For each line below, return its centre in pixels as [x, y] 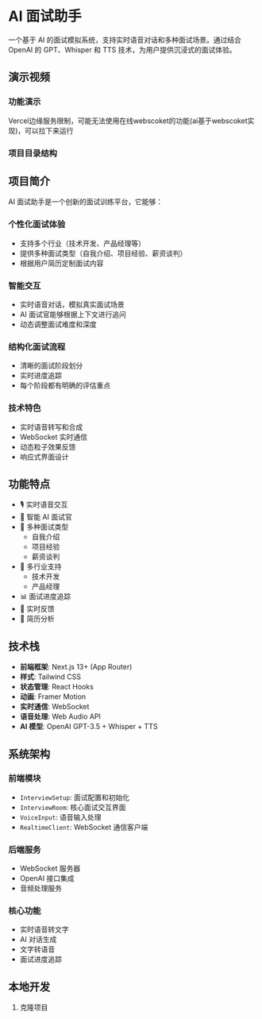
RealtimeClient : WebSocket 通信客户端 [84, 827]
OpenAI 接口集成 [47, 878]
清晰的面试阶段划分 [51, 365]
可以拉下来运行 [49, 130]
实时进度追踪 [40, 376]
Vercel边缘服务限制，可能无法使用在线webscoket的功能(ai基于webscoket [128, 121]
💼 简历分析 [37, 619]
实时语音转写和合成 [51, 427]
